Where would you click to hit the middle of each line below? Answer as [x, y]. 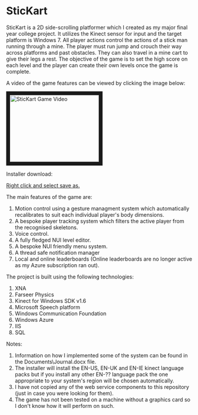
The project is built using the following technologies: [70, 277]
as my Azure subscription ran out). [57, 265]
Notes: [14, 344]
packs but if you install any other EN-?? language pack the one [91, 374]
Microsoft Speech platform [47, 307]
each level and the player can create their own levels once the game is [92, 65]
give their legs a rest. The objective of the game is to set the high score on [97, 59]
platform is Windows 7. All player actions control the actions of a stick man [97, 40]
